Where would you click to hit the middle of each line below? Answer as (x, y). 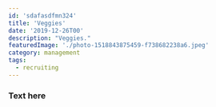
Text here (27, 95)
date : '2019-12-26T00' (46, 30)
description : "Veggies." (50, 38)
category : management (44, 53)
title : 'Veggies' (37, 23)
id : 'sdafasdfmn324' (43, 16)
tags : (17, 61)
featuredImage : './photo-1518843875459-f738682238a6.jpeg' (109, 46)
